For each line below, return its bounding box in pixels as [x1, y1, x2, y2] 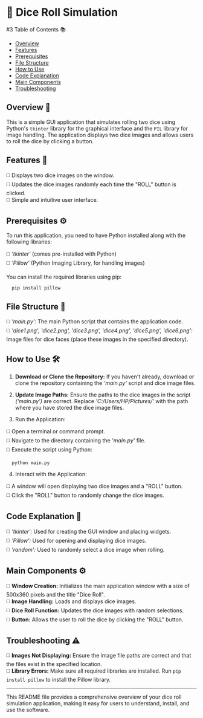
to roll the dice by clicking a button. [6, 137, 94, 144]
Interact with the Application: [14, 471, 87, 477]
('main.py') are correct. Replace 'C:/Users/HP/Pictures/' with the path [14, 398, 188, 404]
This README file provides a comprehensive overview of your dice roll [6, 693, 182, 700]
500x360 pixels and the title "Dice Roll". [6, 590, 106, 598]
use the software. [6, 707, 50, 714]
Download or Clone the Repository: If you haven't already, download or [14, 373, 195, 380]
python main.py [11, 460, 50, 466]
